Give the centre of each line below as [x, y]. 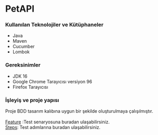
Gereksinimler [23, 65]
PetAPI [20, 9]
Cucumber [23, 47]
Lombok [21, 52]
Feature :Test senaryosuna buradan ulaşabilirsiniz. [58, 122]
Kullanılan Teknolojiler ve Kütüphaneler [54, 25]
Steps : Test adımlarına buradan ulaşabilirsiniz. [53, 127]
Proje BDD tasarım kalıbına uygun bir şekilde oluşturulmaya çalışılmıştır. [79, 111]
